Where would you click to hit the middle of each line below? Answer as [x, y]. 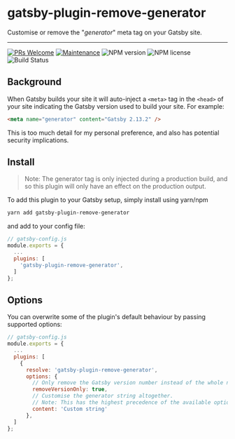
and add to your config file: [46, 227]
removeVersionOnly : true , [70, 390]
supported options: [35, 325]
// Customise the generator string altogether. [103, 396]
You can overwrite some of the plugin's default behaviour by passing [107, 317]
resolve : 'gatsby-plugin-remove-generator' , [92, 370]
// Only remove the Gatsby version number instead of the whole [128, 383]
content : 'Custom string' [70, 409]
